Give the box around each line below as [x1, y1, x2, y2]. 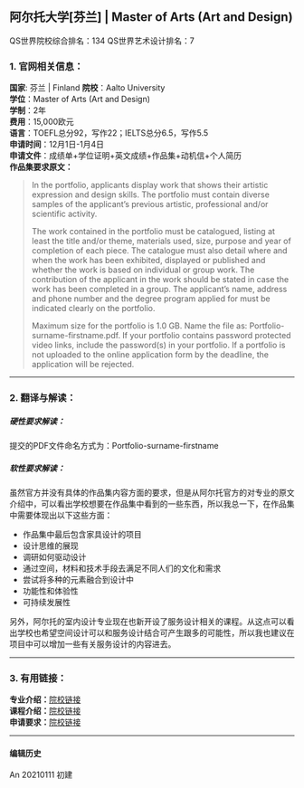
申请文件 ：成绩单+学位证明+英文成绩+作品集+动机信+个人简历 [9, 150, 242, 161]
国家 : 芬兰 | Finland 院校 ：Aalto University [9, 82, 166, 93]
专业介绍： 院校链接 [9, 694, 81, 705]
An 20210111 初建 [9, 769, 73, 781]
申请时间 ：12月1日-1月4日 [9, 139, 105, 150]
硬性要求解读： [9, 415, 65, 426]
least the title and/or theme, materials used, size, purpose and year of [31, 235, 291, 247]
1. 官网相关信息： [9, 60, 84, 72]
